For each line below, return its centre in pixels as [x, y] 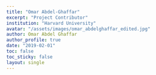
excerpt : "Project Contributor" [47, 18]
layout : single [25, 62]
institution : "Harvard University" [51, 23]
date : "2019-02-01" [31, 46]
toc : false [20, 51]
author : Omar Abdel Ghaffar [42, 34]
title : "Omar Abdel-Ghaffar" [43, 12]
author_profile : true [34, 40]
